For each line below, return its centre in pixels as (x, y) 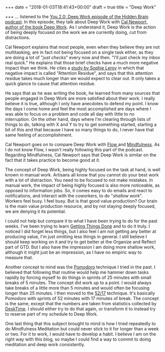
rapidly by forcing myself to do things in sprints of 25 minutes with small (78, 278)
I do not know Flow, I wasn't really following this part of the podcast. (74, 150)
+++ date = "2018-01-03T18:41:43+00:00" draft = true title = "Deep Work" (81, 7)
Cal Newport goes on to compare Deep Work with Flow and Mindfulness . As (82, 144)
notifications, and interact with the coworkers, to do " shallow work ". (74, 196)
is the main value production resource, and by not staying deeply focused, (81, 206)
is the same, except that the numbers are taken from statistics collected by (81, 304)
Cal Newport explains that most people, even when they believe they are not (82, 47)
